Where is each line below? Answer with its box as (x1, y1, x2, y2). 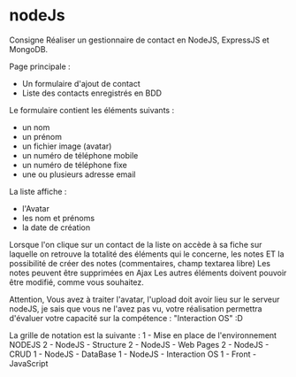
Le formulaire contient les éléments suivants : (9, 104, 175, 115)
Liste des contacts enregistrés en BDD (21, 88, 162, 98)
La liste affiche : (9, 186, 67, 196)
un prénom (21, 131, 62, 142)
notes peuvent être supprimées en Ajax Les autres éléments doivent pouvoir (9, 267, 287, 278)
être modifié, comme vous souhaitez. (9, 276, 144, 288)
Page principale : (9, 61, 71, 72)
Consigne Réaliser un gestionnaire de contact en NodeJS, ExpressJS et (9, 35, 269, 45)
